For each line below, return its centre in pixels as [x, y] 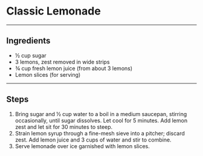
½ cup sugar [31, 55]
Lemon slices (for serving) [48, 74]
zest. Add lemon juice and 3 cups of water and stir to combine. [93, 140]
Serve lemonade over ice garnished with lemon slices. [82, 146]
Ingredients [28, 41]
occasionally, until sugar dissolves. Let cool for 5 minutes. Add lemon [101, 120]
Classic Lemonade [53, 11]
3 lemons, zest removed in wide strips [62, 62]
